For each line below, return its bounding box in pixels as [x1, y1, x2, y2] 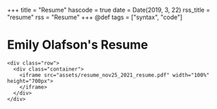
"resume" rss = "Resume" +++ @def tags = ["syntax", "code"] [7, 13, 183, 21]
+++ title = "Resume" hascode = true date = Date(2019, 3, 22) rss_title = [7, 6, 211, 14]
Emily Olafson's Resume [7, 37, 149, 53]
